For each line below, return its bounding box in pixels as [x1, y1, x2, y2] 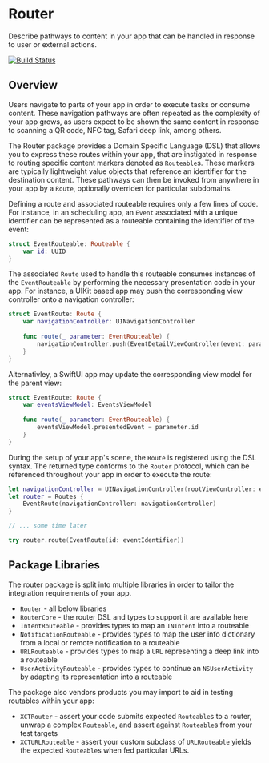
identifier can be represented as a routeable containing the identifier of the [8, 215, 255, 225]
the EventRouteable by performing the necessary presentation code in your [8, 278, 255, 287]
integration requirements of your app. [8, 588, 132, 597]
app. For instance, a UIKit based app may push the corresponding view [8, 286, 243, 296]
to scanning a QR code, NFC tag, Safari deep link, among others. [8, 125, 222, 135]
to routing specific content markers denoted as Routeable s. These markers [8, 158, 255, 167]
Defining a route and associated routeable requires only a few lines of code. [8, 199, 259, 208]
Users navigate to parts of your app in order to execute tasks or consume [8, 99, 251, 109]
